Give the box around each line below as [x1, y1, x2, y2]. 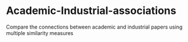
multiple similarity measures [6, 29, 74, 36]
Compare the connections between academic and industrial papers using [6, 23, 183, 30]
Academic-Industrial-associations [6, 4, 176, 17]
